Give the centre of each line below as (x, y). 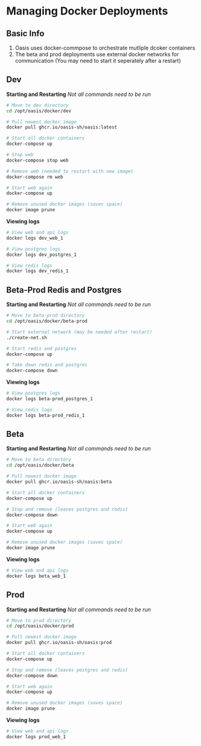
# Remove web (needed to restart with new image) (70, 171)
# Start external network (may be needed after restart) (79, 332)
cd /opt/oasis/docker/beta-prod (47, 321)
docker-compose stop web (37, 160)
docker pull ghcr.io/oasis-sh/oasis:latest (62, 127)
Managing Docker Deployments (87, 11)
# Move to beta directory (39, 460)
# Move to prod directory (39, 620)
